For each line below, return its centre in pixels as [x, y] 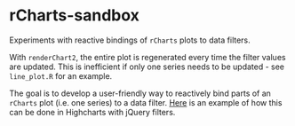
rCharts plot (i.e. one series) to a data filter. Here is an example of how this [146, 102]
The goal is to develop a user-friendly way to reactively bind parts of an [140, 93]
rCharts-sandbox [75, 16]
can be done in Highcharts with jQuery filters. [92, 112]
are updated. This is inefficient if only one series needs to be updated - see [147, 67]
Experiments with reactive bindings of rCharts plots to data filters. [130, 40]
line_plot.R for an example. [61, 75]
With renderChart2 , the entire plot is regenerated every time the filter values [147, 57]
